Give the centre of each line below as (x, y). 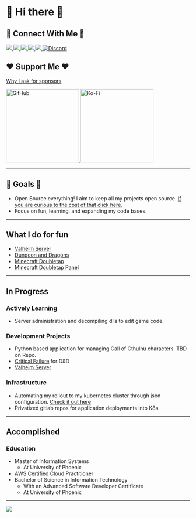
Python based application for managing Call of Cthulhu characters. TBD (101, 349)
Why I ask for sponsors (34, 81)
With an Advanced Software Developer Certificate (83, 486)
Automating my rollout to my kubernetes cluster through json (87, 396)
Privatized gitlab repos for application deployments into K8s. (87, 408)
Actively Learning (32, 308)
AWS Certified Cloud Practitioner (54, 473)
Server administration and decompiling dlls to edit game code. (89, 321)
